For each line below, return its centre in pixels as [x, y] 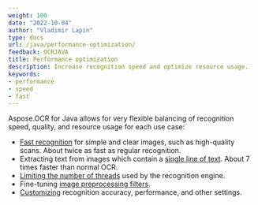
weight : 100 [28, 15]
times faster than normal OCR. [69, 167]
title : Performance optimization [63, 60]
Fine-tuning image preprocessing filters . [85, 184]
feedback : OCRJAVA [38, 52]
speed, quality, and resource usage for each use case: [97, 127]
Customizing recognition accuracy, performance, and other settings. [131, 192]
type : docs [26, 37]
